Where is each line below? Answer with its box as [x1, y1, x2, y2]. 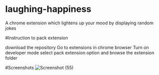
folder [5, 55, 18, 61]
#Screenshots [5, 65, 34, 71]
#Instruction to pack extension [5, 35, 69, 41]
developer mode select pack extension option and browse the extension [5, 50, 154, 56]
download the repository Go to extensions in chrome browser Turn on [5, 44, 149, 50]
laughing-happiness [5, 3, 92, 15]
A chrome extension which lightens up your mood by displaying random [5, 20, 154, 26]
